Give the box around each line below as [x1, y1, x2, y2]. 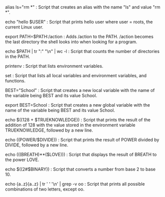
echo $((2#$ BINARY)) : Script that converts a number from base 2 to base [5, 167, 156, 172]
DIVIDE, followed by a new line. [5, 142, 68, 148]
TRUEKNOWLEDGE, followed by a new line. [5, 127, 94, 133]
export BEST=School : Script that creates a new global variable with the [5, 102, 150, 108]
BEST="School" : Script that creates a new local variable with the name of [5, 87, 155, 93]
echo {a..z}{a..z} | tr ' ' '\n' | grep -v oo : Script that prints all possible [5, 181, 145, 187]
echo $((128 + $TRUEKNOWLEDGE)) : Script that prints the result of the [5, 117, 151, 122]
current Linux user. [5, 24, 43, 30]
